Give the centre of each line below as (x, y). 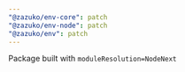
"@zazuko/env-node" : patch (58, 25)
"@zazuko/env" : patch (48, 33)
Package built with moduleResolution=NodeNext (93, 59)
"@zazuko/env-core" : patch (58, 17)
